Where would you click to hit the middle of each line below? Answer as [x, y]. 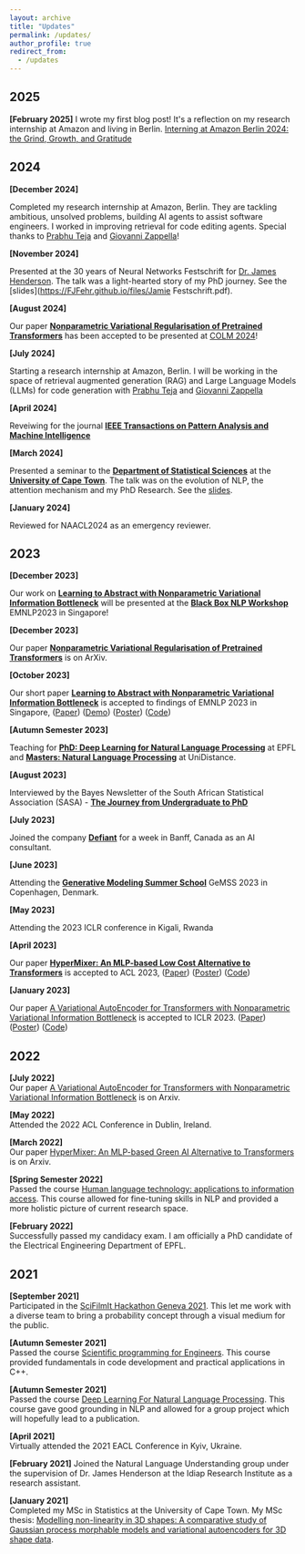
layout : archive [40, 18]
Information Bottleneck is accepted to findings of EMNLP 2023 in [133, 703]
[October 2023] [40, 675]
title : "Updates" [42, 26]
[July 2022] [32, 1078]
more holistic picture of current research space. [99, 1209]
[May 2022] [32, 1115]
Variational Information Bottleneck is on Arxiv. [95, 1097]
